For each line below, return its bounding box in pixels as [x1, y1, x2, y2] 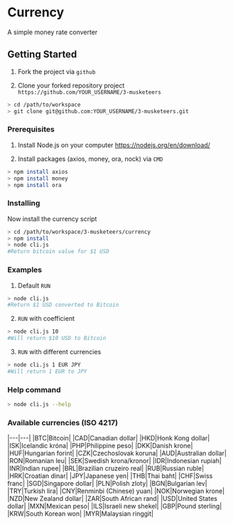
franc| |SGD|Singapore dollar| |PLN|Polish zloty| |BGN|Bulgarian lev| [7, 479, 207, 488]
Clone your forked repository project [17, 81, 125, 90]
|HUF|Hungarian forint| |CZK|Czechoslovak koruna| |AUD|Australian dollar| [7, 449, 227, 457]
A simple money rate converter [7, 28, 98, 36]
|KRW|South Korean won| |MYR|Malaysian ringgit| [7, 509, 154, 518]
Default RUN [17, 281, 51, 290]
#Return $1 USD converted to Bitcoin [7, 302, 119, 309]
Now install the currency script [7, 214, 97, 223]
